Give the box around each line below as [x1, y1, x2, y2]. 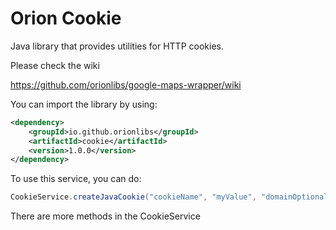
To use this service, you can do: [10, 173, 142, 185]
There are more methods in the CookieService [10, 210, 201, 222]
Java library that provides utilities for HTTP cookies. [10, 40, 224, 52]
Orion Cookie [10, 7, 122, 30]
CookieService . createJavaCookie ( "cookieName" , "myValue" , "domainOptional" [10, 192, 333, 202]
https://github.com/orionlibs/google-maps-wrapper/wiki [10, 78, 242, 91]
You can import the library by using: [10, 98, 158, 110]
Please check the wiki [10, 59, 100, 71]
